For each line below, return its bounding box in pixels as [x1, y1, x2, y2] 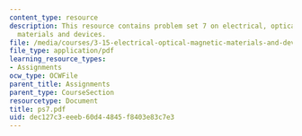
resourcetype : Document [9, 96, 99, 106]
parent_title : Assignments [9, 80, 111, 89]
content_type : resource [9, 13, 99, 22]
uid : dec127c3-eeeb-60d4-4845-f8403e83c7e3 [9, 113, 175, 122]
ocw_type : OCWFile [9, 72, 78, 81]
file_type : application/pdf [9, 47, 115, 55]
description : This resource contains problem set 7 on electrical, [9, 21, 268, 30]
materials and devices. [17, 30, 106, 38]
